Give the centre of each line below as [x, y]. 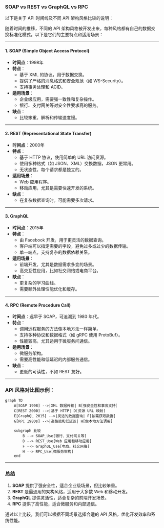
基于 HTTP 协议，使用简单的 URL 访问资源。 [64, 157]
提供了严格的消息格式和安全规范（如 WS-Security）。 [72, 81]
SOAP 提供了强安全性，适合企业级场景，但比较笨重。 [66, 485]
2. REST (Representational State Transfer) [48, 134]
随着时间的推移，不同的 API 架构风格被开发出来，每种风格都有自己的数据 [78, 28]
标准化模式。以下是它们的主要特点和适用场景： [56, 35]
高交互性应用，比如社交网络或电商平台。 [60, 270]
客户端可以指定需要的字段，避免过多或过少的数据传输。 [75, 246]
